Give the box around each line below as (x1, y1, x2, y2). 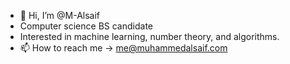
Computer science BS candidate (19, 20, 154, 32)
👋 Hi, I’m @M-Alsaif (19, 10, 101, 21)
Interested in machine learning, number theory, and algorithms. (19, 31, 280, 42)
